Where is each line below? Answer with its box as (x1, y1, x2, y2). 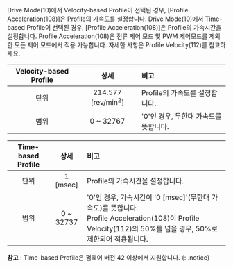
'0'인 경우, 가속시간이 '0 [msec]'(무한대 (86, 193, 210, 202)
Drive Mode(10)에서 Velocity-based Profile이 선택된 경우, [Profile (7, 6, 189, 14)
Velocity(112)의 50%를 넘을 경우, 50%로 (86, 224, 218, 233)
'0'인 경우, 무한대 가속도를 (141, 112, 222, 121)
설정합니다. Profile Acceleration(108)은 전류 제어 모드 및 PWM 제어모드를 (7, 32, 208, 40)
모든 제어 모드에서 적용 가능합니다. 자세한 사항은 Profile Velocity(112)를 (14, 41, 208, 49)
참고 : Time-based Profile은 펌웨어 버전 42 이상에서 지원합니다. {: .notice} (7, 253, 210, 262)
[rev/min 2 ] (90, 97, 125, 108)
